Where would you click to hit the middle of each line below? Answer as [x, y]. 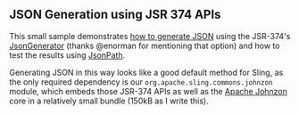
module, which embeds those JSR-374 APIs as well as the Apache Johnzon [149, 91]
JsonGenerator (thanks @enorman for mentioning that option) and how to [145, 45]
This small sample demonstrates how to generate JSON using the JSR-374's [150, 36]
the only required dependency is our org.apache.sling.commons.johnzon [141, 82]
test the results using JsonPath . [67, 55]
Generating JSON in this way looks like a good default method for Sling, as [146, 72]
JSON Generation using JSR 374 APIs [115, 15]
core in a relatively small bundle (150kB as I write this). [109, 101]
